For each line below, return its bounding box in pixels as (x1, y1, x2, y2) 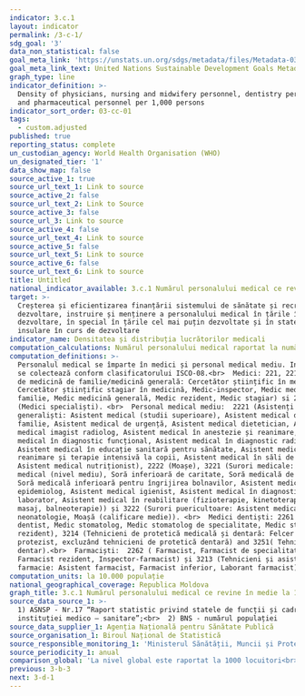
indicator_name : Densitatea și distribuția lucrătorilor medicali (9, 335, 266, 344)
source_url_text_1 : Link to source (9, 183, 144, 192)
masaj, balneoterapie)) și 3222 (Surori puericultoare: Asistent (17, 504, 271, 513)
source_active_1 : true (9, 174, 95, 183)
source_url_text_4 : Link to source (9, 233, 144, 242)
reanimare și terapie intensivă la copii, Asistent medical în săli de (17, 453, 295, 462)
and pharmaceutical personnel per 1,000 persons (17, 97, 205, 107)
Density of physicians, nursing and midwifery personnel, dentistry (17, 89, 282, 98)
